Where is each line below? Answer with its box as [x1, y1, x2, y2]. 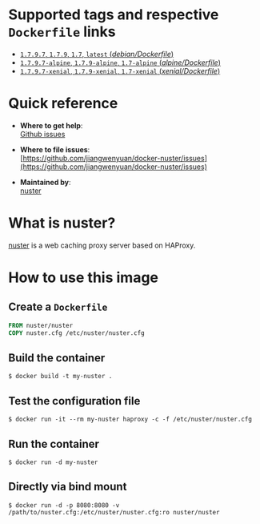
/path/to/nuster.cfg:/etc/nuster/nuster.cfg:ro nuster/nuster [8, 508, 220, 516]
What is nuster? [8, 214, 116, 232]
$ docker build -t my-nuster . [8, 373, 113, 381]
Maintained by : [19, 177, 71, 187]
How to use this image [8, 268, 158, 286]
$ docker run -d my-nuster [8, 458, 98, 466]
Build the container [8, 351, 106, 365]
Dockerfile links [8, 22, 116, 41]
